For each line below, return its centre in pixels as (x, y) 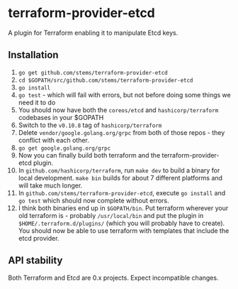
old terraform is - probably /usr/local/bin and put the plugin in (111, 215)
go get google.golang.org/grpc (64, 148)
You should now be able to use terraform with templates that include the (124, 230)
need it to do (37, 102)
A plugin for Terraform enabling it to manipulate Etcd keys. (93, 33)
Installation (33, 55)
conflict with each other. (53, 140)
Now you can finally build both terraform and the (89, 155)
